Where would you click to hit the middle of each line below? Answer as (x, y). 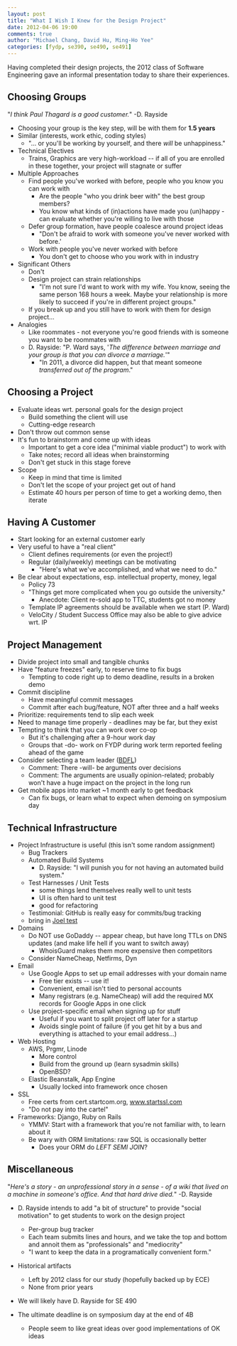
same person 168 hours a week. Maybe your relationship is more (133, 294)
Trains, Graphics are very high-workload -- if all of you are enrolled (126, 158)
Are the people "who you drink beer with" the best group (122, 196)
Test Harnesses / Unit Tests (68, 883)
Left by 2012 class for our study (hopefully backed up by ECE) (119, 1279)
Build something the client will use (78, 417)
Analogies (32, 324)
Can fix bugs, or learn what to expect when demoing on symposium (127, 798)
